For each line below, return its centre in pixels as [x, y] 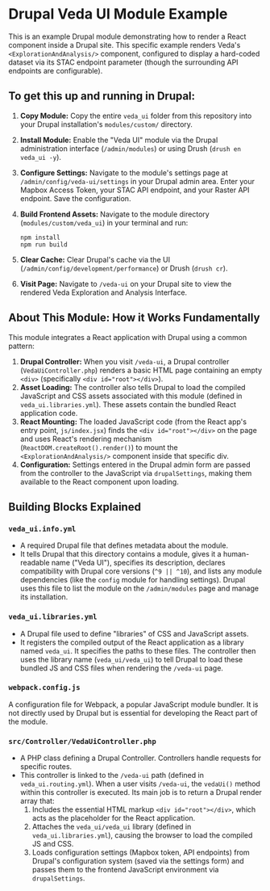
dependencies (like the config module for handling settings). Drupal [133, 580]
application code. [49, 413]
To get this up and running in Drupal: [102, 97]
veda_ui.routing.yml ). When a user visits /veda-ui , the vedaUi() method [140, 784]
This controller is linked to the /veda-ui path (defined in [112, 775]
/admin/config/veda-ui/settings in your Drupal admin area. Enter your [137, 181]
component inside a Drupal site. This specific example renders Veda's [125, 44]
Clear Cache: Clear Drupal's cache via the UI [95, 259]
